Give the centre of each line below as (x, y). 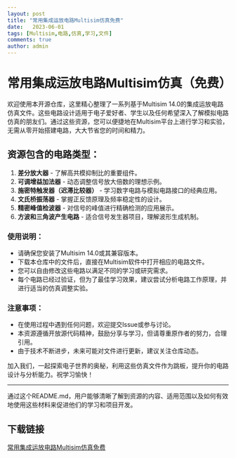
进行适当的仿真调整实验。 (54, 288)
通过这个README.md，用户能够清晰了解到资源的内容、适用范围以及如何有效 (118, 396)
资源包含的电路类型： (53, 155)
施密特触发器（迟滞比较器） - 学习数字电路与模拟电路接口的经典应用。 (119, 190)
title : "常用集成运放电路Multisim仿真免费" (66, 20)
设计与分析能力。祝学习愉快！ (50, 375)
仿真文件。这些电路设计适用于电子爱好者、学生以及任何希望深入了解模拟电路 (118, 112)
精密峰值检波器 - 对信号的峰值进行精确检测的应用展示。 (98, 208)
